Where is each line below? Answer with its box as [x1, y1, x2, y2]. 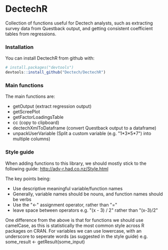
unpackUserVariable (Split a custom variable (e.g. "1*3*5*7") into [12, 131, 152, 137]
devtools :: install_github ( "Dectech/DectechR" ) [5, 70, 106, 75]
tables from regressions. [5, 31, 57, 37]
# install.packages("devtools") [5, 65, 74, 70]
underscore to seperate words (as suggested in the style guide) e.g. [5, 233, 148, 239]
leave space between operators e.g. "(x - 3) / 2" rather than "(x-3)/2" [12, 207, 158, 213]
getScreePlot [12, 109, 40, 115]
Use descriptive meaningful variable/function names [12, 185, 123, 191]
